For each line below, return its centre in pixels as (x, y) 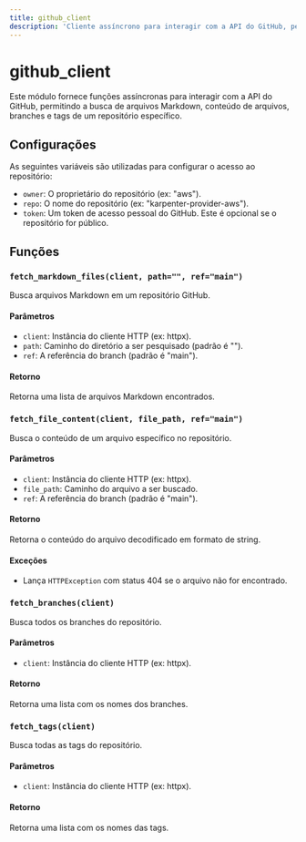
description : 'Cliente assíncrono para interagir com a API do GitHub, (148, 26)
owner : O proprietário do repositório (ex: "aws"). (112, 194)
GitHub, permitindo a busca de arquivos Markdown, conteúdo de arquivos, (149, 107)
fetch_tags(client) (52, 726)
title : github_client (51, 18)
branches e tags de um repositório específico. (96, 116)
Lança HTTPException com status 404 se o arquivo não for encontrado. (155, 580)
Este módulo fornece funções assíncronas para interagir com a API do (141, 97)
